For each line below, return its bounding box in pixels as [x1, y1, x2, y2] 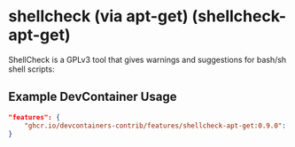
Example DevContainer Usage [8, 89, 177, 104]
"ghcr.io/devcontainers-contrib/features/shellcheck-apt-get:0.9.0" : [24, 121, 287, 130]
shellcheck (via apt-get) [8, 6, 189, 27]
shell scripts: [8, 64, 55, 74]
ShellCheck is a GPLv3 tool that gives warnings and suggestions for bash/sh [8, 54, 287, 65]
